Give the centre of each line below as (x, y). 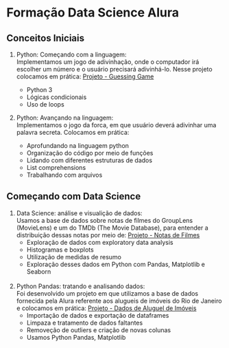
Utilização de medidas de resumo (74, 257)
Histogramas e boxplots (60, 250)
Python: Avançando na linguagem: (65, 118)
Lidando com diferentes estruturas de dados (89, 160)
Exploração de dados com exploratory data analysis (100, 242)
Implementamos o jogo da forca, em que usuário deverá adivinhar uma (116, 125)
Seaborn (39, 271)
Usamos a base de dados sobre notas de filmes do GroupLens (105, 220)
